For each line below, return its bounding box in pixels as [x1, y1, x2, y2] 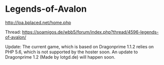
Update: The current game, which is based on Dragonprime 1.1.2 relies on [5, 43, 154, 49]
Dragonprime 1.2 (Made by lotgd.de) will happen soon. [5, 54, 116, 60]
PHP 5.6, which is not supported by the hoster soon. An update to [5, 49, 138, 55]
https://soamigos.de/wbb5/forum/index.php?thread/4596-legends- [22, 29, 159, 35]
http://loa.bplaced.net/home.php [5, 20, 71, 25]
